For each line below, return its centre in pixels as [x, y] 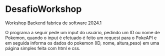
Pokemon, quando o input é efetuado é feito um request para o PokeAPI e [81, 38]
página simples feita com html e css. [43, 48]
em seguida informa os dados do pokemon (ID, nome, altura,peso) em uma [82, 43]
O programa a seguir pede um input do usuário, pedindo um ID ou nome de [82, 32]
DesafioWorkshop [43, 9]
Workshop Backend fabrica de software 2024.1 [53, 23]
